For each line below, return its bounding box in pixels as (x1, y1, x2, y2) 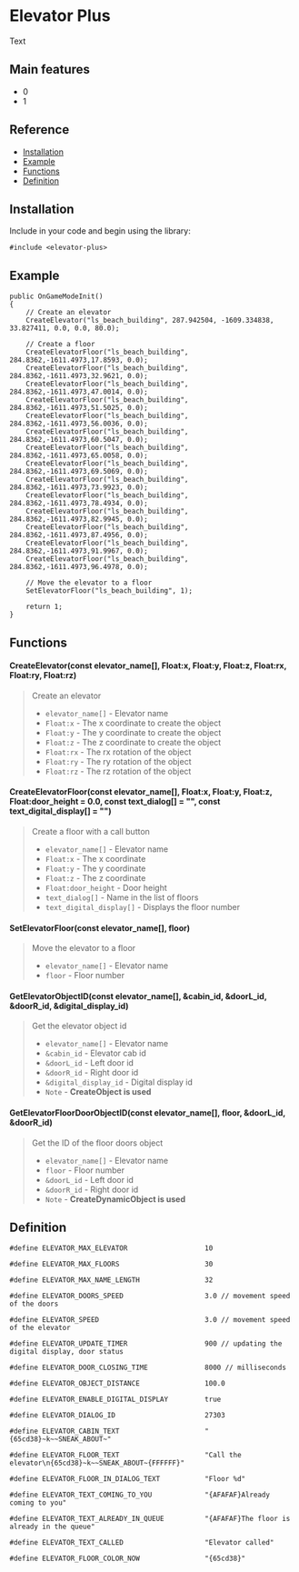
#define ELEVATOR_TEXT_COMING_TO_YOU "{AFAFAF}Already (9, 1490, 271, 1500)
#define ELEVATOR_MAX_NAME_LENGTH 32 (9, 1276, 214, 1285)
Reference (9, 122, 70, 137)
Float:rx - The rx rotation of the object (45, 746, 192, 757)
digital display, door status (9, 1347, 125, 1357)
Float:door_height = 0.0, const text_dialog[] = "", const (9, 796, 221, 807)
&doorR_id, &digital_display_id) (9, 1000, 129, 1011)
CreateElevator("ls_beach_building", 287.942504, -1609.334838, (25, 315, 274, 325)
